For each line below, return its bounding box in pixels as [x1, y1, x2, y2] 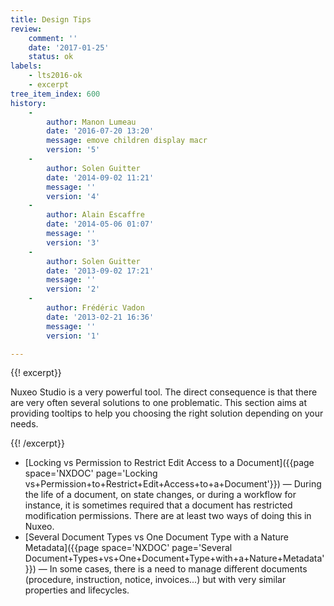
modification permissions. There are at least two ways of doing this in [24, 510, 312, 522]
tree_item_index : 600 [10, 89, 101, 99]
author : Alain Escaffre [46, 210, 145, 220]
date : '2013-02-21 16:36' [46, 312, 155, 322]
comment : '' [28, 33, 78, 43]
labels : [10, 61, 43, 71]
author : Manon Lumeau [46, 117, 137, 127]
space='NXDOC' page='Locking [24, 467, 158, 480]
